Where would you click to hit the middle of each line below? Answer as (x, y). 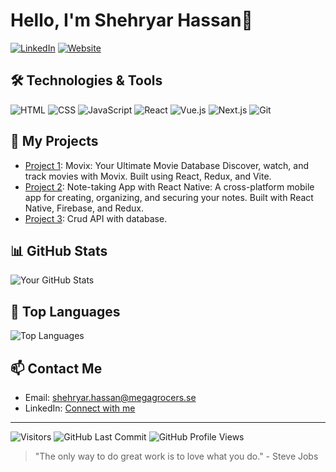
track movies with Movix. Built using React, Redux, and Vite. (148, 176)
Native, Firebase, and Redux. (84, 208)
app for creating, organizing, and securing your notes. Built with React (169, 197)
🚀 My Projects (54, 141)
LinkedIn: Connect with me (80, 408)
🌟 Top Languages (65, 311)
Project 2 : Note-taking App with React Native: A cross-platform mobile (169, 186)
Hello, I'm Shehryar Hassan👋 (131, 20)
